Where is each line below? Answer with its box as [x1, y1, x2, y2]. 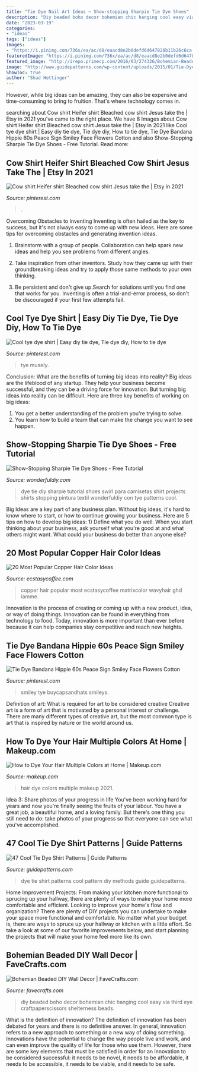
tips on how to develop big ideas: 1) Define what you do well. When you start [6, 518, 193, 525]
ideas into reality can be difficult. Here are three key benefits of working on [6, 392, 190, 399]
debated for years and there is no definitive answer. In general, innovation [6, 1022, 187, 1030]
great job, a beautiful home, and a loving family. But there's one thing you [6, 809, 185, 816]
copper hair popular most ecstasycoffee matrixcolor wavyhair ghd [20, 586, 182, 594]
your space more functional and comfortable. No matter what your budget [6, 914, 187, 921]
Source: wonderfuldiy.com [6, 476, 71, 483]
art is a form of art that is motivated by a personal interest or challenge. [6, 706, 180, 714]
